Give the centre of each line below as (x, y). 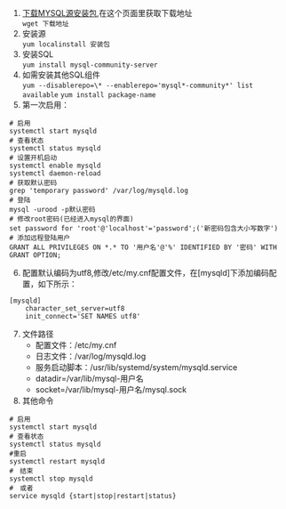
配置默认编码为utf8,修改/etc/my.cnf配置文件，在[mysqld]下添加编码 (145, 273)
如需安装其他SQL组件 (61, 75)
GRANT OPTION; (36, 255)
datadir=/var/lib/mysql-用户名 (89, 378)
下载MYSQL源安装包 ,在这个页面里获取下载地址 (107, 13)
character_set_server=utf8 (75, 309)
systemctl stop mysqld (51, 479)
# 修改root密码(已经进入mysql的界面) (71, 219)
